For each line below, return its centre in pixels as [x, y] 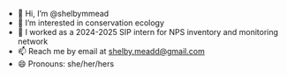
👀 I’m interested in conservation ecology [91, 23]
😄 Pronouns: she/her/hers [66, 64]
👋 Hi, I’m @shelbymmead [63, 14]
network [33, 41]
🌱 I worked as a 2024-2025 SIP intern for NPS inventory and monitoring [148, 32]
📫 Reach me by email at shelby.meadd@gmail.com [111, 51]
